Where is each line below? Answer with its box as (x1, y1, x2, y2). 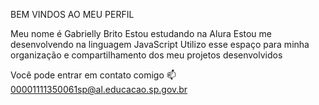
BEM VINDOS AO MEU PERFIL (10, 9, 135, 20)
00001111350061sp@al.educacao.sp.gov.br (10, 84, 188, 95)
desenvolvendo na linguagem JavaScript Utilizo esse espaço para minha (10, 39, 310, 50)
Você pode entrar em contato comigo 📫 (10, 69, 177, 81)
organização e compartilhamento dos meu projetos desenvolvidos (10, 49, 283, 61)
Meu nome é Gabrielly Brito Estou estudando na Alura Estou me (10, 28, 273, 39)
